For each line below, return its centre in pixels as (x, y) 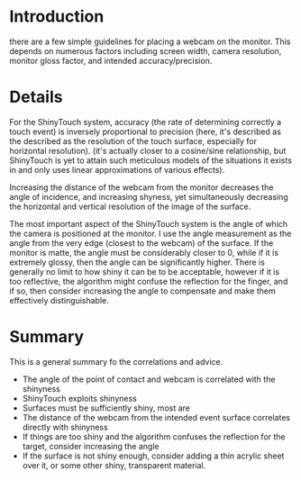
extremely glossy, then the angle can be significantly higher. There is (137, 262)
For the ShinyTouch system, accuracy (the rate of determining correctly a (146, 122)
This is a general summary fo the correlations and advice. (116, 361)
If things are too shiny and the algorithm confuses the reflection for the (154, 436)
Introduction (57, 17)
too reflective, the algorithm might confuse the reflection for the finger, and (149, 281)
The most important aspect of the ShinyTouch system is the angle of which (149, 223)
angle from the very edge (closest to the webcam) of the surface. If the (141, 243)
